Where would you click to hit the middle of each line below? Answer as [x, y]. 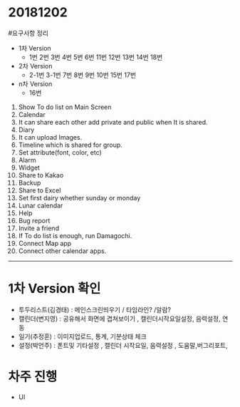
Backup [30, 182]
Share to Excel [40, 190]
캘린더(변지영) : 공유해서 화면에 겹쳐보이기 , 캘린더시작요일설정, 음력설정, [119, 319]
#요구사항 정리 [28, 33]
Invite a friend [39, 228]
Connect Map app [45, 243]
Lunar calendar [41, 205]
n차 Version [35, 83]
